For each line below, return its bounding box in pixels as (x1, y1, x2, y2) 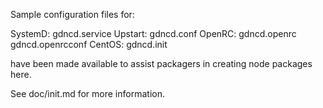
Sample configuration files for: (10, 9, 135, 20)
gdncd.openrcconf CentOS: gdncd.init (10, 39, 168, 50)
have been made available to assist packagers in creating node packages (10, 58, 313, 69)
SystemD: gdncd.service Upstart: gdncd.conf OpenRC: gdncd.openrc (10, 28, 297, 39)
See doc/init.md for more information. (10, 88, 165, 99)
